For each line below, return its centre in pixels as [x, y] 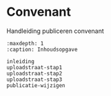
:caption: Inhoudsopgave [42, 49]
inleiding [21, 61]
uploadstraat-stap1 [34, 67]
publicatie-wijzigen [36, 85]
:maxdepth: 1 [25, 43]
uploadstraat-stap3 [34, 80]
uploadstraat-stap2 [34, 73]
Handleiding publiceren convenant [55, 31]
